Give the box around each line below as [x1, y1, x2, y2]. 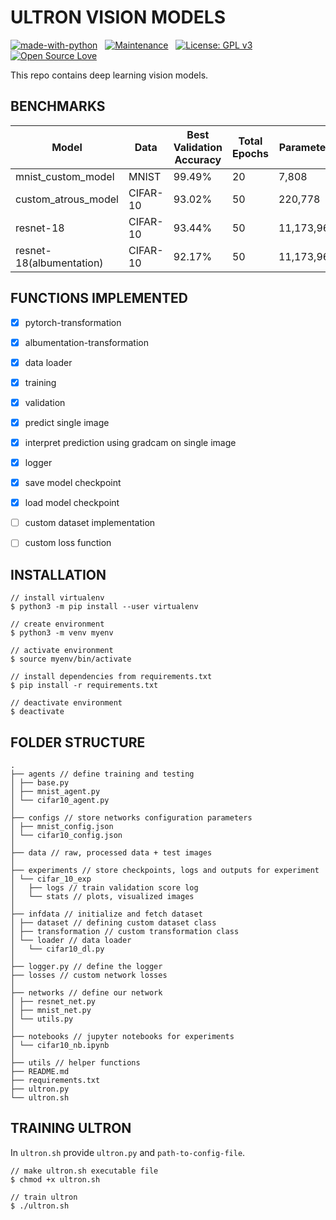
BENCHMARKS [10, 98, 106, 115]
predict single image [24, 416, 110, 428]
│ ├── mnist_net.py [10, 1005, 92, 1015]
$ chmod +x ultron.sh [10, 1174, 101, 1185]
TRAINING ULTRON [10, 1120, 132, 1137]
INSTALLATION [10, 566, 107, 583]
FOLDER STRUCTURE [10, 734, 146, 751]
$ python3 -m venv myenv [10, 628, 114, 638]
